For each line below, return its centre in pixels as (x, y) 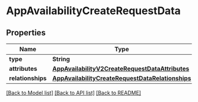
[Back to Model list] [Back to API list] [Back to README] (74, 93)
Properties (26, 33)
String (61, 59)
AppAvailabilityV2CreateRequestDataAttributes (121, 69)
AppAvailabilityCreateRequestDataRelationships (122, 78)
